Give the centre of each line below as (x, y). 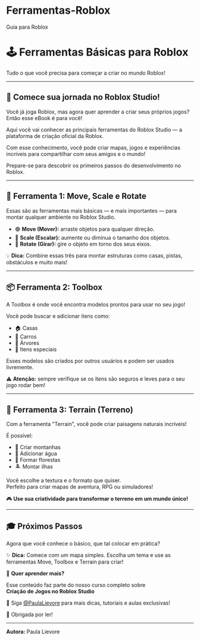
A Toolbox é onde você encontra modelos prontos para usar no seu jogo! (96, 305)
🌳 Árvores (27, 343)
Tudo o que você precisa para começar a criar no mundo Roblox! (86, 73)
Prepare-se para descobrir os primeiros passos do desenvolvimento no (94, 166)
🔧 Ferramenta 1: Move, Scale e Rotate (76, 196)
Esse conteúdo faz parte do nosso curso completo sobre (76, 585)
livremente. (20, 368)
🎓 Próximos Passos (44, 526)
